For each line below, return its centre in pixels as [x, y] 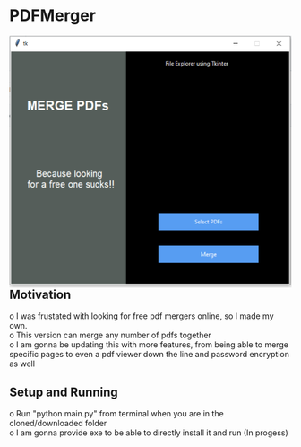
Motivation [40, 294]
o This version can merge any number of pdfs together [111, 335]
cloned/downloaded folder [58, 424]
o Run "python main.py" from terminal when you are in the [116, 414]
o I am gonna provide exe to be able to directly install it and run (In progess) [149, 433]
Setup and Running [64, 392]
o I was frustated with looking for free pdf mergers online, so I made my [142, 316]
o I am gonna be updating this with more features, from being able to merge [149, 345]
